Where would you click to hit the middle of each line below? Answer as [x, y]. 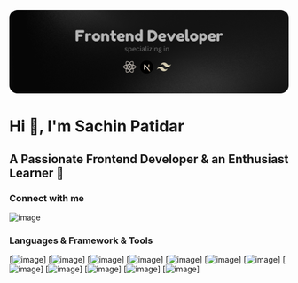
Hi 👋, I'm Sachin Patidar [97, 126]
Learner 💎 [37, 173]
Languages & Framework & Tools [81, 240]
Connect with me [47, 198]
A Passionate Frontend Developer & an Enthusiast [149, 159]
